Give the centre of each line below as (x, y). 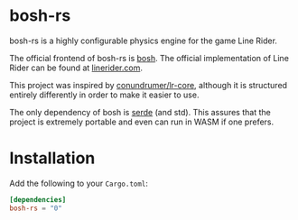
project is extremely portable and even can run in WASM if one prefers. (142, 122)
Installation (52, 158)
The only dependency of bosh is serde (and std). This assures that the (140, 112)
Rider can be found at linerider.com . (76, 68)
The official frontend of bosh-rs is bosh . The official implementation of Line (149, 58)
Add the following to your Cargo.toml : (79, 183)
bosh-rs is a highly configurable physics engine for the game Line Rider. (144, 41)
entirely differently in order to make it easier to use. (104, 95)
